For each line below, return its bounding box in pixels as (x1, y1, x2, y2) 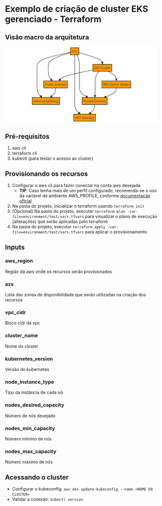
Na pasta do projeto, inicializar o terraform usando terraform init (12, 203, 145, 209)
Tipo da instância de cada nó (5, 389, 63, 395)
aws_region (5, 257, 33, 264)
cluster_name (5, 332, 38, 339)
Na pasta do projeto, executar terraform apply (12, 224, 106, 230)
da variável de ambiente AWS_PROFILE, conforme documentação (19, 193, 150, 199)
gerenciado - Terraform (5, 14, 102, 25)
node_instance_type (5, 378, 54, 385)
